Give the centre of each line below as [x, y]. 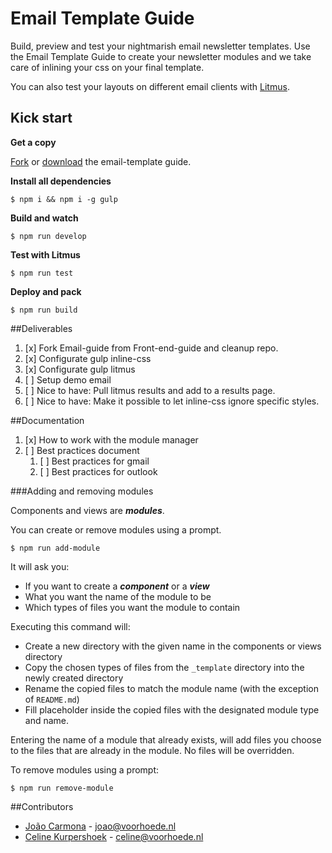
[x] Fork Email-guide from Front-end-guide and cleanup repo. [151, 348]
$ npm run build [44, 310]
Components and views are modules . [87, 510]
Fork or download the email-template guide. [101, 161]
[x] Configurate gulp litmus [80, 369]
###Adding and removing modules [82, 491]
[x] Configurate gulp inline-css [88, 358]
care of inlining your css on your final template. [107, 67]
